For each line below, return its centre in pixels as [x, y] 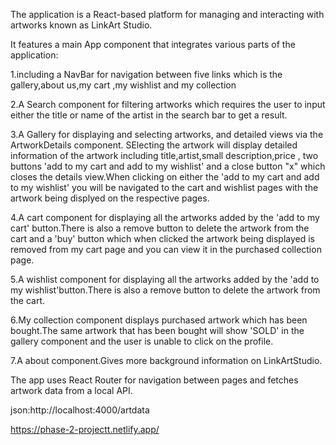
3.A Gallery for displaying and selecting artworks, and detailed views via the [167, 134]
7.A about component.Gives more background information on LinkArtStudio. [166, 360]
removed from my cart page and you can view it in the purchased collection [166, 249]
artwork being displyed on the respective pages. [110, 198]
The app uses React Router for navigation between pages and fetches [154, 380]
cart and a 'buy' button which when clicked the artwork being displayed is [162, 238]
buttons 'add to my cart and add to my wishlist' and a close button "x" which [168, 166]
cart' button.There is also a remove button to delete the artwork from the [160, 228]
